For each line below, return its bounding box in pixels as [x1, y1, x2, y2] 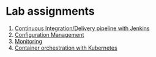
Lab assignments [6, 4, 95, 18]
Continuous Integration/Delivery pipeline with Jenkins [14, 25, 150, 32]
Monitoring [14, 37, 42, 45]
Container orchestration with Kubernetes [14, 44, 117, 51]
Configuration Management [14, 31, 84, 38]
